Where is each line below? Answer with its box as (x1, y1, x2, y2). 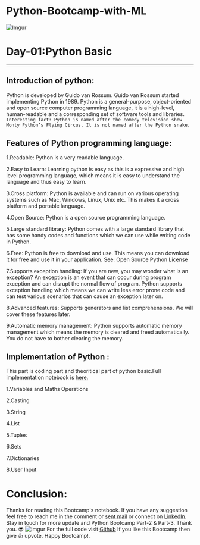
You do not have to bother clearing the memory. (6, 334, 124, 342)
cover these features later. (6, 311, 71, 318)
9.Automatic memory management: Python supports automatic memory (6, 322, 183, 329)
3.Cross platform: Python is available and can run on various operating (6, 189, 179, 197)
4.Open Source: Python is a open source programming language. (6, 214, 165, 221)
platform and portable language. (6, 202, 85, 209)
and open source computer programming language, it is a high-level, (6, 104, 174, 111)
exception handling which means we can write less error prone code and (6, 286, 185, 293)
